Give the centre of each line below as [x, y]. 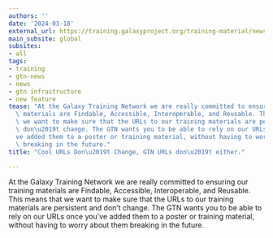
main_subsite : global [45, 39]
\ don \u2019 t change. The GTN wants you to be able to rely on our [132, 129]
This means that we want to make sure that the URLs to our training [121, 199]
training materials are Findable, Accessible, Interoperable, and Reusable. [130, 191]
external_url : [32, 31]
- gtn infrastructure [45, 91]
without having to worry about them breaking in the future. [106, 225]
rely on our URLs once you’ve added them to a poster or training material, [132, 217]
